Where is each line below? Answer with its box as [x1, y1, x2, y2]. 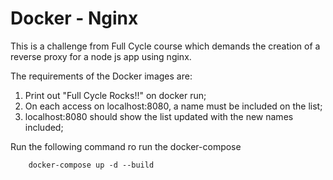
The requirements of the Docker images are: [10, 70, 193, 82]
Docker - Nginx [10, 7, 139, 30]
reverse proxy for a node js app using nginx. [10, 50, 192, 62]
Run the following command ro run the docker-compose [10, 140, 242, 152]
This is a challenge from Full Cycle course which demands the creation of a [10, 40, 321, 52]
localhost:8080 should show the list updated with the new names [24, 110, 294, 122]
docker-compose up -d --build [28, 160, 155, 170]
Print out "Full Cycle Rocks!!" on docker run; [24, 89, 207, 101]
